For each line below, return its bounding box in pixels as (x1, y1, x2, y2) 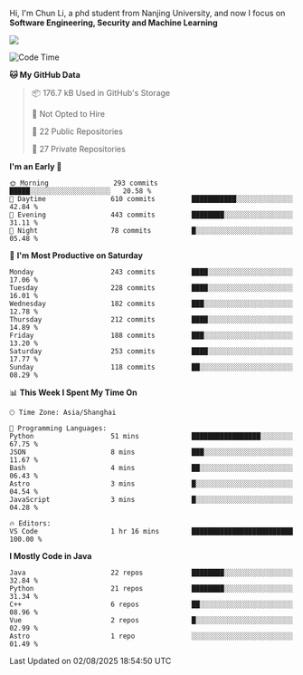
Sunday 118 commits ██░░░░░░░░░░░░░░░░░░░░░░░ (9, 362, 294, 371)
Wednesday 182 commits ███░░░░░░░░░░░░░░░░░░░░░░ (9, 299, 294, 308)
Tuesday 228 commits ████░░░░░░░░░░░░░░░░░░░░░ (9, 284, 294, 293)
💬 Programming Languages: (9, 424, 107, 433)
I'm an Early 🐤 (9, 161, 62, 171)
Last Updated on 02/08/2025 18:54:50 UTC (9, 656, 172, 666)
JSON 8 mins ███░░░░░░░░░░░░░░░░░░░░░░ (9, 448, 294, 457)
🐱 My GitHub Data (9, 70, 81, 80)
